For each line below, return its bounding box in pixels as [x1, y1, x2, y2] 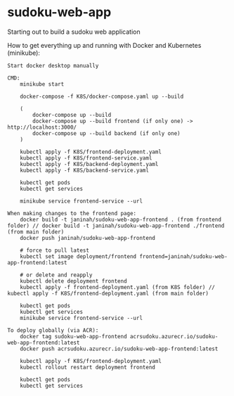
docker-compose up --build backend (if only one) [32, 129, 181, 137]
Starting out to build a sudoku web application [7, 27, 141, 36]
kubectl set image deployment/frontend [20, 253, 137, 260]
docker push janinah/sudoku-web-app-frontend [20, 234, 156, 241]
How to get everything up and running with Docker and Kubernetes [7, 41, 202, 49]
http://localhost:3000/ [7, 124, 77, 131]
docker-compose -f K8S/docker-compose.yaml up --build [20, 93, 184, 100]
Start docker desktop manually [7, 62, 99, 69]
